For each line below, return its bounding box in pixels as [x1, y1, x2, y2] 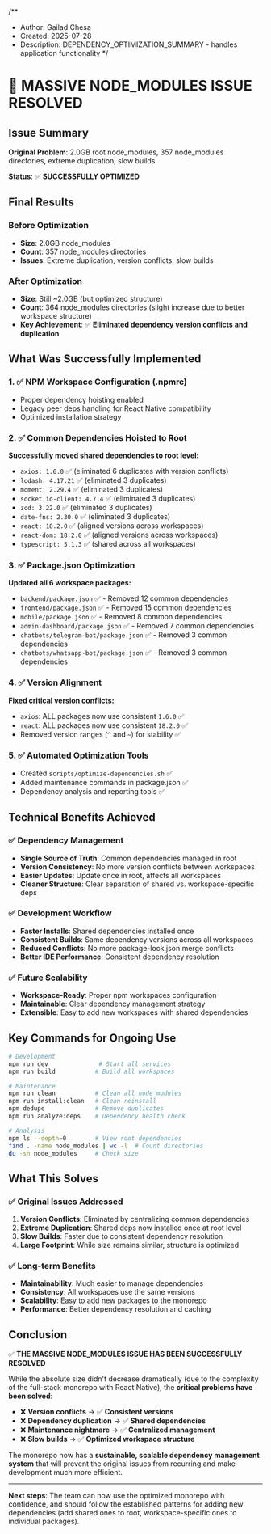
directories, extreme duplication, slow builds [8, 156, 156, 165]
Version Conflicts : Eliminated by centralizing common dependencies [19, 1215, 250, 1224]
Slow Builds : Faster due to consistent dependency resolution [19, 1232, 223, 1241]
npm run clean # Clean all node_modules [8, 1089, 182, 1098]
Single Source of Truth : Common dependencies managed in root [19, 853, 237, 863]
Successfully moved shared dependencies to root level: [8, 450, 199, 460]
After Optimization [8, 275, 83, 286]
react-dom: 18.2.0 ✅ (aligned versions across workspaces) [19, 530, 219, 539]
